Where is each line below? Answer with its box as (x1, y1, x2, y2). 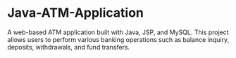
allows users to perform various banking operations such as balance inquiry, (7, 35, 230, 43)
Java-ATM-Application (7, 5, 144, 21)
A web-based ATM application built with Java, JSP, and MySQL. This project (7, 28, 229, 36)
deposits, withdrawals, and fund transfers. (7, 43, 130, 51)
